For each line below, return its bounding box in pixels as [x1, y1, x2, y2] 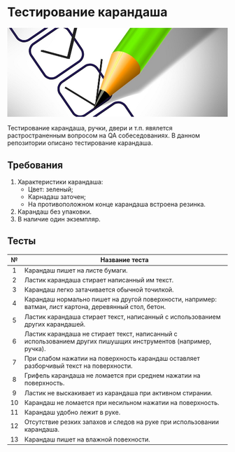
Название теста [100, 256, 149, 264]
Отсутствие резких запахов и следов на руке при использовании [24, 418, 219, 426]
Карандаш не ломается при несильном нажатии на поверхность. [24, 398, 220, 406]
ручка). [24, 344, 47, 352]
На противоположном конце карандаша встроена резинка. [27, 200, 206, 208]
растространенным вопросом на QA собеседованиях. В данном [7, 131, 201, 140]
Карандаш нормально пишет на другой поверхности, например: [24, 295, 217, 303]
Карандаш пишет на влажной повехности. [24, 435, 150, 444]
